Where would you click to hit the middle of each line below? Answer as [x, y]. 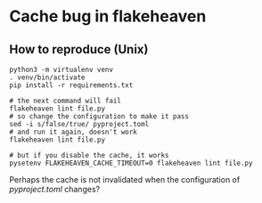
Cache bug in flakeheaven [108, 16]
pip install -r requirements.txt [71, 85]
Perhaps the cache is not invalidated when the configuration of [125, 179]
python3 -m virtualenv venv [61, 69]
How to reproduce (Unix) [79, 49]
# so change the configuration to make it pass [99, 117]
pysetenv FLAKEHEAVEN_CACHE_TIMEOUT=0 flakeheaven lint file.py [131, 163]
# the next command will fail [65, 101]
